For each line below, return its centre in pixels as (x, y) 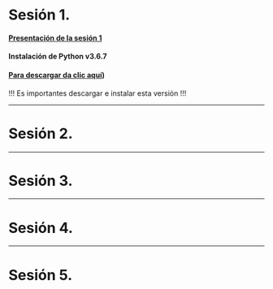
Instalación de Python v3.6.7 (58, 56)
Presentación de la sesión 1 (55, 37)
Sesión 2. (41, 134)
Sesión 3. (41, 181)
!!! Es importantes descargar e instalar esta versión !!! (97, 93)
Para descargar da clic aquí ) (57, 75)
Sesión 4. (41, 228)
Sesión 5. (41, 275)
